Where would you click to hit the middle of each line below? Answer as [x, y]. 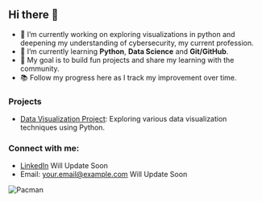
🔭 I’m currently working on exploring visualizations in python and [127, 34]
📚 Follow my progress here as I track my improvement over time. [128, 77]
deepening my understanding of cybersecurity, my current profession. [137, 43]
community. [40, 68]
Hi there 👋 [33, 15]
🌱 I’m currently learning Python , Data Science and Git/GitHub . [124, 51]
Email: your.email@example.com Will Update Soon [104, 175]
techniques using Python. [62, 128]
